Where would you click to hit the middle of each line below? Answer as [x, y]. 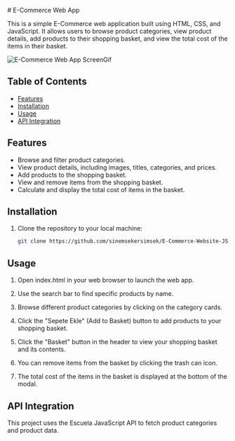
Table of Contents [47, 82]
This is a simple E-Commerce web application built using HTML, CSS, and [114, 23]
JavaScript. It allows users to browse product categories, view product [109, 31]
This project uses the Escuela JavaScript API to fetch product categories [112, 423]
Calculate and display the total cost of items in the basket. [101, 189]
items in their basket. [38, 46]
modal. [27, 384]
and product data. [33, 430]
